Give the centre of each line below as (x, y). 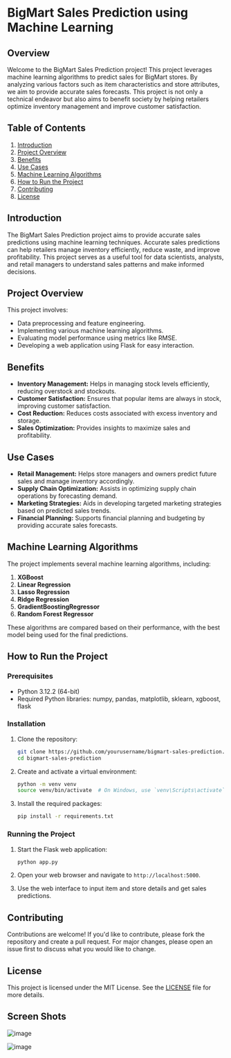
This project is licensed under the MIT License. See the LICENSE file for (109, 987)
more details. (26, 995)
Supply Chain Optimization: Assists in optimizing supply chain (107, 489)
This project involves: (38, 310)
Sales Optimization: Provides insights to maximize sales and (104, 428)
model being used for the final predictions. (68, 634)
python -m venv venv (47, 784)
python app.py (37, 862)
